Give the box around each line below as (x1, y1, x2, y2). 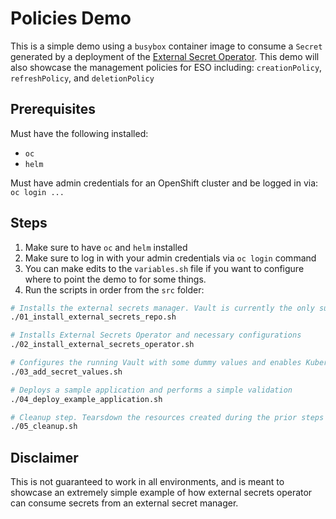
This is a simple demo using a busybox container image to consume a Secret (10, 40, 323, 52)
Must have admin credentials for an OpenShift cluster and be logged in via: (10, 177, 319, 189)
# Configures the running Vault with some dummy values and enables (10, 358, 302, 368)
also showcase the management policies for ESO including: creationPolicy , (10, 61, 323, 73)
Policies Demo (10, 7, 132, 30)
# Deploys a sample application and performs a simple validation (10, 385, 293, 395)
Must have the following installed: (10, 127, 149, 139)
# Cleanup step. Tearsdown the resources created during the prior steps (10, 412, 325, 422)
